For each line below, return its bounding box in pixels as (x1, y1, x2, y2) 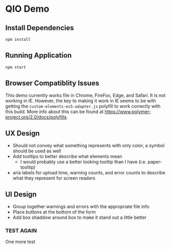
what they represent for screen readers (12, 175, 95, 182)
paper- (148, 159, 162, 165)
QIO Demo (5, 3, 50, 15)
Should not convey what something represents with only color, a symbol (12, 143, 165, 149)
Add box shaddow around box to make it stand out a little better (12, 214, 147, 220)
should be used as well (12, 148, 61, 154)
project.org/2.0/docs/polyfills (5, 114, 67, 120)
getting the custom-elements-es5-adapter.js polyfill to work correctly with (5, 103, 161, 109)
